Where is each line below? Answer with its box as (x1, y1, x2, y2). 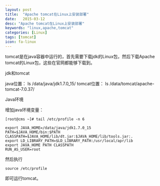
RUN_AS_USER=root (5, 147, 41, 152)
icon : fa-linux (5, 39, 36, 44)
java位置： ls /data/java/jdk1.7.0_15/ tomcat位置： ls (5, 80, 109, 86)
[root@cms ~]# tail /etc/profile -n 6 (5, 116, 85, 121)
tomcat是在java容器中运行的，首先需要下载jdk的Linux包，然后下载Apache (5, 53, 155, 59)
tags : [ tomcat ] (5, 35, 36, 40)
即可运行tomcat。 (5, 175, 41, 181)
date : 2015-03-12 (5, 16, 45, 21)
